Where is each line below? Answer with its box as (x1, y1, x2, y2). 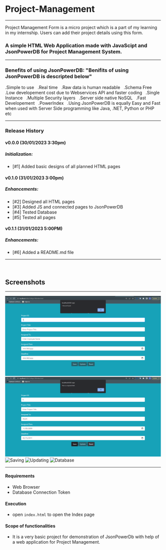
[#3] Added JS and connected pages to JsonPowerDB (12, 204, 124, 210)
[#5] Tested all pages (12, 214, 56, 220)
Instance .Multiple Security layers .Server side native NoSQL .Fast (5, 95, 146, 101)
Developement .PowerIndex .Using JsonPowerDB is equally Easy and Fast (5, 100, 161, 106)
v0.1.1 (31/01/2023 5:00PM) (5, 226, 63, 232)
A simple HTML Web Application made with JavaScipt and (5, 42, 147, 49)
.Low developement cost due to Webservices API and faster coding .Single (5, 89, 160, 95)
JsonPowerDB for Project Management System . (5, 48, 123, 55)
